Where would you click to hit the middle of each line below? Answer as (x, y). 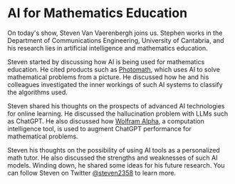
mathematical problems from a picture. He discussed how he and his (108, 77)
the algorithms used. (37, 92)
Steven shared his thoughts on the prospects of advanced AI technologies (116, 106)
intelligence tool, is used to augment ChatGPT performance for (100, 128)
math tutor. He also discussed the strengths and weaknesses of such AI (113, 158)
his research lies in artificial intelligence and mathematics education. (108, 48)
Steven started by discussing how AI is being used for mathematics (106, 61)
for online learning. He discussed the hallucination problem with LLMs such (118, 113)
